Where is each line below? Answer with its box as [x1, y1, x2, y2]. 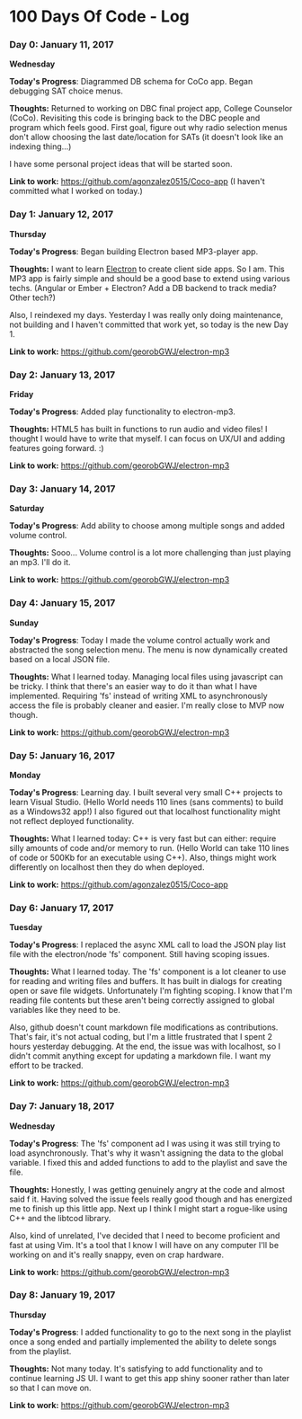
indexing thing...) [9, 141, 72, 152]
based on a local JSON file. [9, 653, 111, 664]
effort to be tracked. [9, 1060, 84, 1071]
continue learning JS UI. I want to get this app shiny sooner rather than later [9, 1372, 290, 1383]
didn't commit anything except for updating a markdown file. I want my [9, 1051, 271, 1061]
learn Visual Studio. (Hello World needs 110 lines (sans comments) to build [9, 796, 284, 807]
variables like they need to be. [9, 1005, 121, 1015]
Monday [9, 769, 41, 780]
